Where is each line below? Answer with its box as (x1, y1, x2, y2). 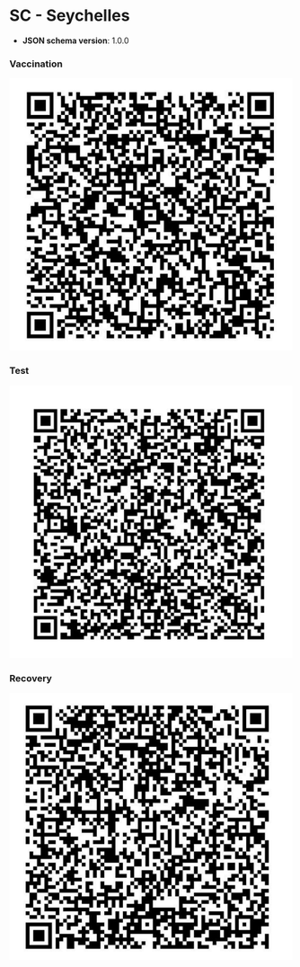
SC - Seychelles (9, 5, 130, 26)
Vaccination (9, 58, 63, 70)
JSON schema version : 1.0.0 (22, 35, 129, 46)
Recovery (9, 672, 52, 685)
